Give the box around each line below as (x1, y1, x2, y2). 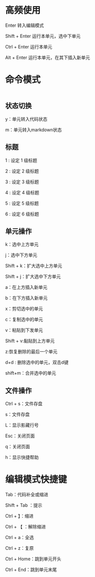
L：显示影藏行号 (5, 422, 39, 428)
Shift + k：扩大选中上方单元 (5, 263, 62, 269)
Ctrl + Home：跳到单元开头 (5, 556, 62, 562)
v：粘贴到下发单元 (5, 327, 43, 333)
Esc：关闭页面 (5, 433, 35, 439)
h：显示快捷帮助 (5, 454, 39, 460)
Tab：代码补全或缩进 (5, 492, 49, 498)
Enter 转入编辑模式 (5, 22, 44, 28)
